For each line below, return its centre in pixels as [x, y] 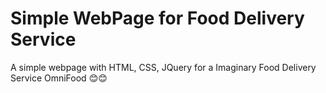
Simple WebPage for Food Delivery [157, 18]
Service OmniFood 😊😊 [59, 78]
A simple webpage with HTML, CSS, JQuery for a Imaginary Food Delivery [163, 67]
